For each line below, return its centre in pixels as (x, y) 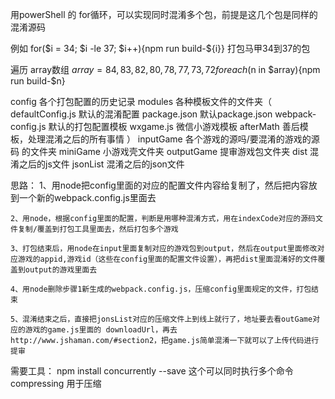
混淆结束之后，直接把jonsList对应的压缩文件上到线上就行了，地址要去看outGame (167, 319)
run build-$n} (38, 81)
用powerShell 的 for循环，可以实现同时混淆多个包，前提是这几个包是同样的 (164, 14)
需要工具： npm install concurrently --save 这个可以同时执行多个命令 (152, 371)
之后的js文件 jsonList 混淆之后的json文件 (101, 164)
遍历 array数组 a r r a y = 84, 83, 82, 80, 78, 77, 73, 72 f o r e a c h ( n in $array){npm (165, 69)
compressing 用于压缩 (56, 383)
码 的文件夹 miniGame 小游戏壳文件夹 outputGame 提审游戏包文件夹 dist (159, 151)
